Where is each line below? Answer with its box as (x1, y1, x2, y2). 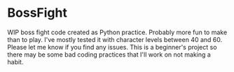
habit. (7, 57, 24, 66)
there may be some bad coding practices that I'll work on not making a (7, 50, 212, 59)
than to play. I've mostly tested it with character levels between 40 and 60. (7, 35, 223, 43)
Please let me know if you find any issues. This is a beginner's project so (7, 43, 217, 51)
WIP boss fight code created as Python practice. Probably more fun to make (7, 28, 228, 36)
